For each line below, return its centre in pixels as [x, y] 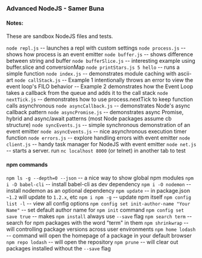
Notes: [15, 23]
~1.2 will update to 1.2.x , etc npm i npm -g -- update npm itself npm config [99, 197]
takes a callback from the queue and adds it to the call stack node [87, 93]
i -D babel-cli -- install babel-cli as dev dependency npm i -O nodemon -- [99, 184]
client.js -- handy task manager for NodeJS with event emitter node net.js [101, 144]
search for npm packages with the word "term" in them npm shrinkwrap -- [97, 223]
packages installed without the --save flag [58, 248]
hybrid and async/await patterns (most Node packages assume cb [89, 118]
